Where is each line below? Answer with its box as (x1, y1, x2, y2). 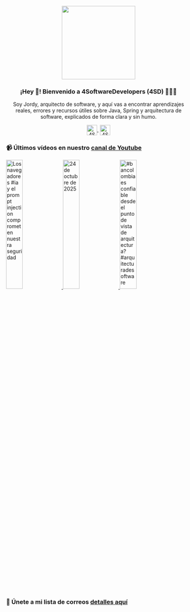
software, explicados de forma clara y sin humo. (40, 113, 157, 121)
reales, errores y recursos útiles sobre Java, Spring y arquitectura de (15, 107, 182, 114)
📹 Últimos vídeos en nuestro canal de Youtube (6, 144, 142, 152)
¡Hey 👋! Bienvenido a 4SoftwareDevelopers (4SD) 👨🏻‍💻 (20, 87, 177, 95)
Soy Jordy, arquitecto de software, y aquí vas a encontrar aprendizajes (12, 101, 185, 108)
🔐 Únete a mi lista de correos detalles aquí (6, 597, 128, 606)
